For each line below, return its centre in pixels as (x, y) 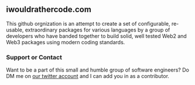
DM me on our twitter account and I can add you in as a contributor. (88, 76)
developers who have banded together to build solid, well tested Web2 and (97, 36)
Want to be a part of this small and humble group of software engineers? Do (97, 70)
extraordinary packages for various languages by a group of (97, 30)
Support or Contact (34, 57)
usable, (15, 30)
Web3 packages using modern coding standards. (66, 42)
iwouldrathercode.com (49, 10)
